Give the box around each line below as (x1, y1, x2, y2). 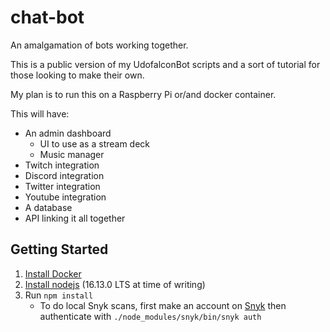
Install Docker (24, 267, 82, 280)
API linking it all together (24, 212, 126, 224)
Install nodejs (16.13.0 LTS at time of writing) (24, 278, 206, 290)
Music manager (39, 148, 105, 160)
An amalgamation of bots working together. (10, 39, 189, 51)
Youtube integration (24, 191, 107, 203)
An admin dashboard (24, 127, 112, 139)
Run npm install (24, 289, 94, 301)
